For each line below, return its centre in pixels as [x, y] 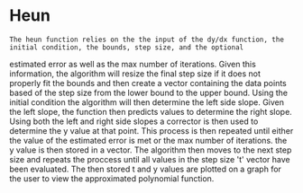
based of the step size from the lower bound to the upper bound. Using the [149, 92]
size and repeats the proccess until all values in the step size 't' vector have [150, 159]
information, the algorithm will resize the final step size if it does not [135, 74]
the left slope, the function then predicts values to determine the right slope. [151, 111]
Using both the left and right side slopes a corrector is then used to [134, 121]
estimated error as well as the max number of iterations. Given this [133, 64]
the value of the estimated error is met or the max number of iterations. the [148, 140]
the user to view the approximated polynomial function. [112, 178]
